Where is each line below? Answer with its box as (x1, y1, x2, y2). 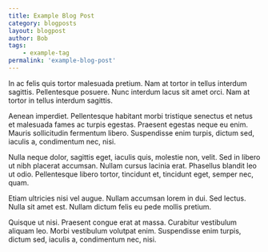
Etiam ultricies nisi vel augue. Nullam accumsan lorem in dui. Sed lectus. (8, 193, 246, 203)
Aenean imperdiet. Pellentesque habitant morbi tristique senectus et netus (8, 111, 254, 120)
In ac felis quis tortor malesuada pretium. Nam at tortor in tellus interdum (8, 78, 247, 88)
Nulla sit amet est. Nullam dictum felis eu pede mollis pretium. (8, 201, 212, 211)
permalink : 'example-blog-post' (8, 57, 116, 65)
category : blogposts (8, 19, 78, 27)
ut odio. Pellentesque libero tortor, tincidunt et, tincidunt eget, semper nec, (8, 169, 254, 179)
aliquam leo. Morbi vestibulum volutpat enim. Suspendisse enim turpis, (8, 226, 242, 235)
